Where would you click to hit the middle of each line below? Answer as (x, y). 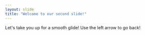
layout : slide (20, 9)
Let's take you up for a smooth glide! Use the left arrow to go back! (73, 27)
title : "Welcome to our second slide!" (46, 14)
